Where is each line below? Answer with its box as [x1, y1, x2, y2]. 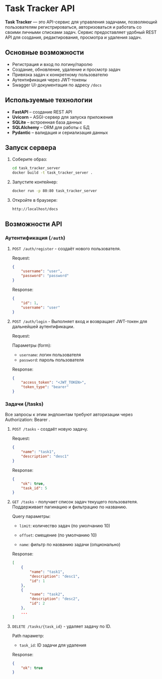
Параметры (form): [12, 342, 52, 348]
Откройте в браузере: [12, 197, 58, 203]
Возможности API [5, 220, 62, 228]
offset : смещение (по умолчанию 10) [19, 532, 97, 538]
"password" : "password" [21, 274, 69, 278]
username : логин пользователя [19, 352, 81, 357]
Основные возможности [5, 48, 84, 57]
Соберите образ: [12, 156, 48, 162]
